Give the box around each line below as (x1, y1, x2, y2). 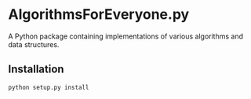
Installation (8, 63, 64, 76)
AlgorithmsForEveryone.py (8, 5, 190, 24)
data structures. (8, 39, 60, 49)
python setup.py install (8, 83, 89, 91)
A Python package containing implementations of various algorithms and (8, 31, 244, 41)
